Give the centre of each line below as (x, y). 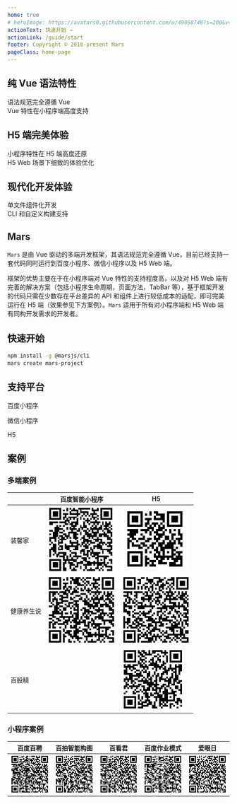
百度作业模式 (163, 748)
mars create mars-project (45, 363)
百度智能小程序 (81, 499)
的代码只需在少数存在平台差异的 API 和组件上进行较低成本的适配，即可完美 (116, 296)
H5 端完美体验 (38, 135)
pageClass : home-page (39, 52)
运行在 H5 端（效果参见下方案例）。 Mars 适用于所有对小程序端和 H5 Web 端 (116, 305)
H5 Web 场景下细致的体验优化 (51, 162)
